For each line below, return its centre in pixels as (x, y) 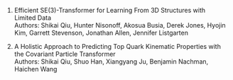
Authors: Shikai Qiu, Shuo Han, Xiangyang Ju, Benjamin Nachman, (111, 62)
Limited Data (33, 18)
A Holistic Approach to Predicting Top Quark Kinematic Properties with (118, 46)
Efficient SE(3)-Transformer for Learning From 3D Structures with (110, 10)
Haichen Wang (36, 69)
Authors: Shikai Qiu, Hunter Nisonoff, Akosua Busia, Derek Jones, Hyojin (120, 25)
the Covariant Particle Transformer (65, 54)
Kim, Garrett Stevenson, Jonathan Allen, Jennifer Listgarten (101, 33)
